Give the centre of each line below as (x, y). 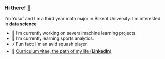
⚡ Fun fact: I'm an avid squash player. (50, 44)
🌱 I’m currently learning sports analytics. (53, 38)
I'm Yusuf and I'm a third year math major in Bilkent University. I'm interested (82, 19)
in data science (21, 24)
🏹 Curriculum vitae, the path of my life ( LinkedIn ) (62, 51)
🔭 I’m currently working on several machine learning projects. (74, 33)
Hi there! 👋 (18, 8)
